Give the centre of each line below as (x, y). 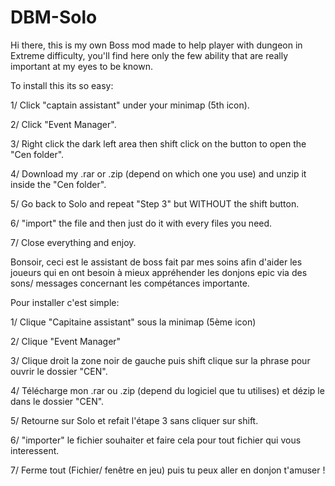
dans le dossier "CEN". (57, 401)
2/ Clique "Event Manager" (66, 341)
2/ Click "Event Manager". (63, 124)
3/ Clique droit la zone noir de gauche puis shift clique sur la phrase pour (160, 360)
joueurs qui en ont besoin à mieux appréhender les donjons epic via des (159, 272)
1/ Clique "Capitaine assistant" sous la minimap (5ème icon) (133, 322)
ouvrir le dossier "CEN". (59, 371)
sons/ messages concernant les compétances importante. (130, 283)
